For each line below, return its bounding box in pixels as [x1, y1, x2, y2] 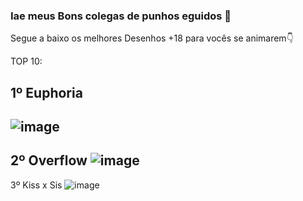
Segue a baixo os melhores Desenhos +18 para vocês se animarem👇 [10, 32, 294, 44]
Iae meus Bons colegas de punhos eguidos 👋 [10, 9, 232, 23]
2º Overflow [10, 152, 88, 169]
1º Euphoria [10, 84, 83, 101]
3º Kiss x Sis [10, 179, 63, 191]
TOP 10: [10, 55, 43, 68]
